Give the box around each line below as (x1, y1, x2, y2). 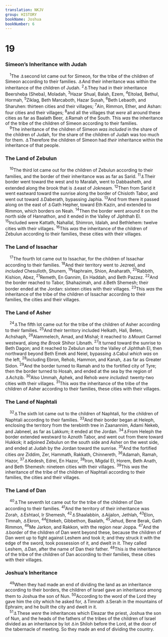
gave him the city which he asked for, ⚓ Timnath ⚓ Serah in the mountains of (5, 599, 163, 605)
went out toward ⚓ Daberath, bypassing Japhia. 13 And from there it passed (5, 196, 159, 203)
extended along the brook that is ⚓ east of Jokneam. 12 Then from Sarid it (5, 184, 155, 191)
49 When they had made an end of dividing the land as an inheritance (10, 581, 151, 588)
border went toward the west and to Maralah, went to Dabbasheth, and (5, 178, 151, 185)
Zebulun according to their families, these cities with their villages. (5, 231, 142, 237)
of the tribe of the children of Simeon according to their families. (5, 120, 138, 126)
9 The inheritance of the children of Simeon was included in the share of (10, 125, 158, 132)
